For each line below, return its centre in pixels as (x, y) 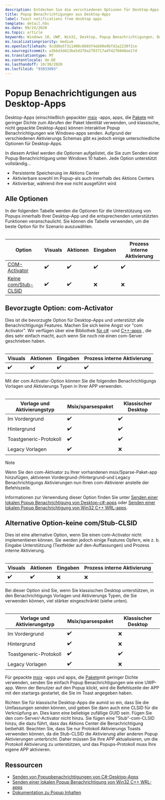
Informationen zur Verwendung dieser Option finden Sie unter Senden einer (82, 497)
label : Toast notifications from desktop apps (54, 19)
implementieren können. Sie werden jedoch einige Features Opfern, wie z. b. (82, 540)
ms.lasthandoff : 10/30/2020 (34, 64)
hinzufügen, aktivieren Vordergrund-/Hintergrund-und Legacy (68, 477)
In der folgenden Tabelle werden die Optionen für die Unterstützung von (78, 211)
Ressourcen (24, 765)
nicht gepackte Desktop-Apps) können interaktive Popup (63, 128)
